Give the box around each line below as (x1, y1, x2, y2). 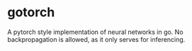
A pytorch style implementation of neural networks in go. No (7, 28, 183, 36)
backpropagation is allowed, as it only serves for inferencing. (7, 35, 186, 43)
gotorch (7, 4, 55, 21)
